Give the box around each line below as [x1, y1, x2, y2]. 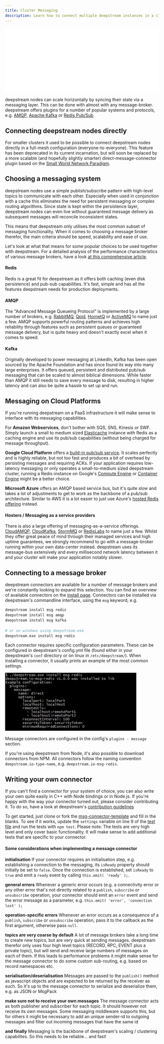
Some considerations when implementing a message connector [5, 845, 138, 851]
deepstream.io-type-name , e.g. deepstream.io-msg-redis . [5, 761, 119, 767]
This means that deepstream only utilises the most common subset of [5, 223, 145, 229]
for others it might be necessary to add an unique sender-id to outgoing [5, 1014, 149, 1019]
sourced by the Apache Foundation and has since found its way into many [5, 362, 154, 368]
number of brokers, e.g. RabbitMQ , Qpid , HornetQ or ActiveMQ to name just [5, 314, 158, 320]
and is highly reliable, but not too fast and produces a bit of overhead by [5, 455, 150, 461]
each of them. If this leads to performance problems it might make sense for [5, 953, 159, 959]
